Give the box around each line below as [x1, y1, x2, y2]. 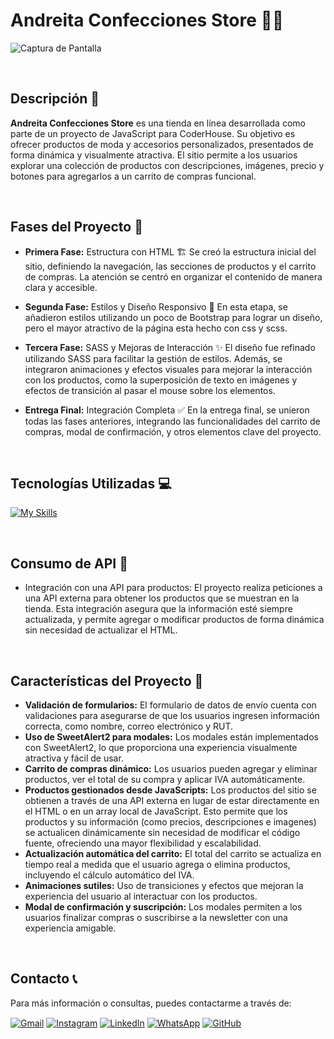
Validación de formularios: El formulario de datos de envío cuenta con [24, 699, 317, 711]
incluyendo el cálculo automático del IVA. [24, 869, 195, 881]
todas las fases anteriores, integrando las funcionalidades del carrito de [24, 415, 321, 427]
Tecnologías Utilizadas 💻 [10, 475, 172, 492]
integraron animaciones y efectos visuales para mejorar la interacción [24, 363, 313, 375]
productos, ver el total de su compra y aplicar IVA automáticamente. [24, 774, 306, 785]
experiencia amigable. [24, 922, 117, 934]
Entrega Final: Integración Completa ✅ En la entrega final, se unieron [24, 404, 310, 416]
